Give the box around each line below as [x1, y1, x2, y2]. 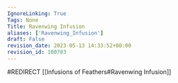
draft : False [7, 36, 45, 43]
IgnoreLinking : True [7, 10, 67, 17]
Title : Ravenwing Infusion [7, 23, 85, 30]
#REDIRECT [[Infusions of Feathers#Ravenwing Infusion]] [7, 67, 172, 76]
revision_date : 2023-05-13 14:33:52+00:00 [7, 42, 132, 49]
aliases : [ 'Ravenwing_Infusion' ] [7, 29, 104, 37]
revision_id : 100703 [7, 49, 67, 56]
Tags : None [7, 17, 39, 24]
